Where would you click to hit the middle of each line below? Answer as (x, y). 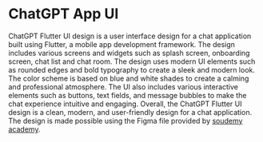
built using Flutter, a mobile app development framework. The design (122, 44)
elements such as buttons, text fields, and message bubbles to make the (128, 95)
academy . (24, 129)
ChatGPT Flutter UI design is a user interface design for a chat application (130, 36)
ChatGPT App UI (64, 14)
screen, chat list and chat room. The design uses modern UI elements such (132, 61)
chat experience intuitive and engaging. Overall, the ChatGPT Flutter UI (125, 104)
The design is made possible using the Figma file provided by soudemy (126, 120)
